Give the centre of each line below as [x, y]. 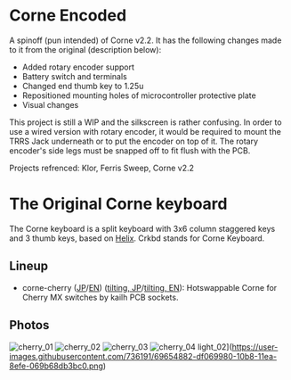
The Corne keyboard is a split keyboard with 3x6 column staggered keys [142, 228]
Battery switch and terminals [74, 76]
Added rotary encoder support [78, 67]
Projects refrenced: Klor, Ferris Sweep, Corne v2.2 [101, 168]
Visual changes [50, 104]
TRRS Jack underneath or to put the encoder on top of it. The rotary [134, 141]
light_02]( [215, 347]
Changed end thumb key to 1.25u [83, 86]
